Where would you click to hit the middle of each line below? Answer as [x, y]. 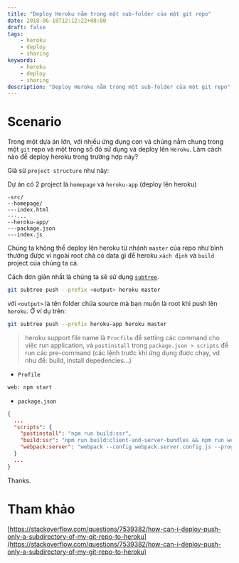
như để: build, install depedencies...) [78, 360]
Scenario [34, 122]
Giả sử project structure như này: [58, 171]
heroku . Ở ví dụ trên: [37, 311]
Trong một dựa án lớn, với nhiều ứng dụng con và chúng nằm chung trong [116, 142]
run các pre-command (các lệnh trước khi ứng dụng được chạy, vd [122, 352]
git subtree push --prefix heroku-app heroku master [87, 325]
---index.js [25, 235]
